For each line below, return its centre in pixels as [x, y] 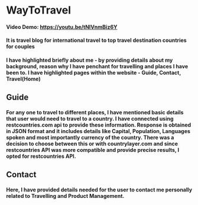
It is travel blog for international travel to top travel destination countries [97, 40]
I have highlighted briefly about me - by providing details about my [90, 60]
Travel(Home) [24, 79]
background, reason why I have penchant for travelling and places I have [97, 66]
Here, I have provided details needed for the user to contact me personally [99, 190]
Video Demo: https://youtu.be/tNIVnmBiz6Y [62, 27]
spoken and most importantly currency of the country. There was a [90, 137]
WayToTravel [39, 10]
